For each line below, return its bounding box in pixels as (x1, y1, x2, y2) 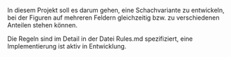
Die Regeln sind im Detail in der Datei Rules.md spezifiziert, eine (7, 34, 193, 43)
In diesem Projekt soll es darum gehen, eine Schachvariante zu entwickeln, (7, 6, 225, 14)
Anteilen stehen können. (7, 21, 78, 29)
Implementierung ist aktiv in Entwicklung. (7, 42, 127, 50)
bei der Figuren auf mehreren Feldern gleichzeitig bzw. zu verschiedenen (7, 13, 220, 22)
